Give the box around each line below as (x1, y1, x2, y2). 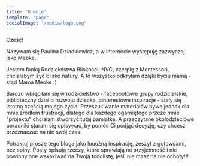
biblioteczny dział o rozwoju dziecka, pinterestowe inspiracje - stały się (6, 96, 181, 104)
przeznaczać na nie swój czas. (6, 128, 82, 135)
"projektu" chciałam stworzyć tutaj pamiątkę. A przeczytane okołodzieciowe (6, 116, 195, 123)
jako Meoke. (6, 55, 37, 62)
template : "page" (6, 14, 50, 20)
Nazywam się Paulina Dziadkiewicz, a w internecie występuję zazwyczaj (6, 48, 186, 55)
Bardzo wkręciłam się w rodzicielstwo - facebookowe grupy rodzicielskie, (6, 90, 188, 98)
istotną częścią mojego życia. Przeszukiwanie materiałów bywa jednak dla (6, 103, 190, 110)
